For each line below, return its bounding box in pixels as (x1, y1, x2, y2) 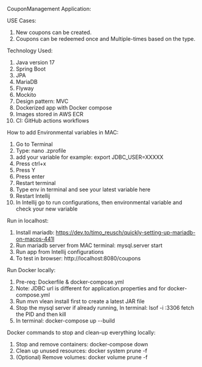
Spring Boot (15, 65, 46, 72)
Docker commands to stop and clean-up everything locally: (7, 329, 156, 336)
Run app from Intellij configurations (15, 248, 104, 255)
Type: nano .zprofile (15, 147, 66, 154)
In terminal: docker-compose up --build (15, 317, 115, 324)
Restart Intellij (15, 192, 50, 200)
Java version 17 (15, 59, 55, 66)
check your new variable (15, 205, 78, 212)
